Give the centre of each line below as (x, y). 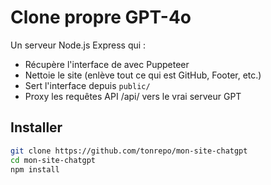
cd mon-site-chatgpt (53, 160)
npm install (35, 169)
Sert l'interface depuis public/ (87, 85)
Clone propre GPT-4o (101, 17)
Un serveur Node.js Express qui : (78, 45)
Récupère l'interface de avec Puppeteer (107, 64)
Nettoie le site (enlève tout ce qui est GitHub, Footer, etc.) (143, 75)
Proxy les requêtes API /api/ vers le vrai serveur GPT (133, 96)
